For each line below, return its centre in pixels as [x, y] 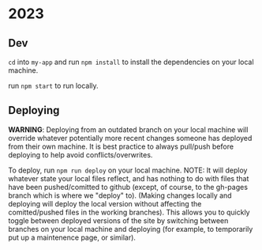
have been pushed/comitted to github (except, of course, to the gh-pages [128, 187]
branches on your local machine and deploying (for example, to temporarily [131, 229]
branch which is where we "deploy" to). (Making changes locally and [120, 195]
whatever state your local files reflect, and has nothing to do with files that [129, 178]
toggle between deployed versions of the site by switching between [118, 220]
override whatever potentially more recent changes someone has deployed [130, 138]
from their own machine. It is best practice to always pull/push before [121, 146]
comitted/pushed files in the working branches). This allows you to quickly [129, 212]
